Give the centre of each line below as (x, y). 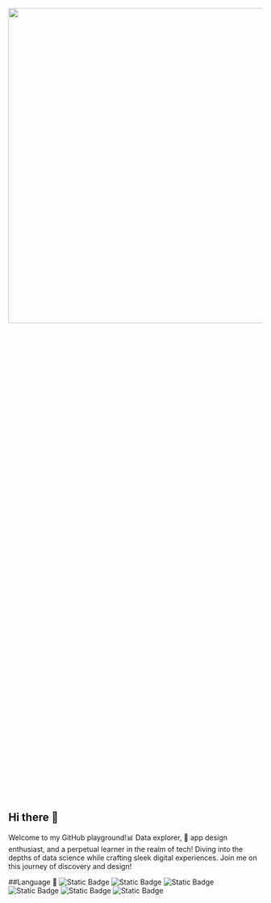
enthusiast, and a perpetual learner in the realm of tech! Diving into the (126, 849)
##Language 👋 (33, 882)
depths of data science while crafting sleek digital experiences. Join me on (133, 858)
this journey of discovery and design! (70, 866)
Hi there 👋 (33, 818)
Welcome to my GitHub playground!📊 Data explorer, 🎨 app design (118, 838)
